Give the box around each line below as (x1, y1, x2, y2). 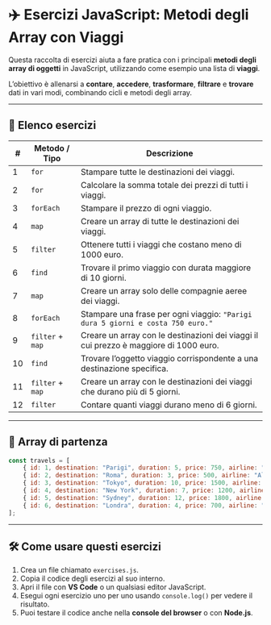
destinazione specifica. (80, 363, 169, 374)
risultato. (19, 599, 50, 609)
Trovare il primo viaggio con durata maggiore (80, 262, 252, 273)
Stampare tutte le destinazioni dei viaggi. (80, 166, 236, 177)
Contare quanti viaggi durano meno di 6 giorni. (80, 399, 257, 410)
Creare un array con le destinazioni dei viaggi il (80, 329, 259, 340)
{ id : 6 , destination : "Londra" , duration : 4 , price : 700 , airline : (23, 501, 258, 510)
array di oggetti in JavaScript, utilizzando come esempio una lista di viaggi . (8, 63, 261, 73)
